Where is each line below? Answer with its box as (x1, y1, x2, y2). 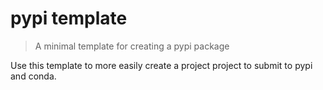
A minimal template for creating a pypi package (34, 40, 230, 52)
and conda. (10, 70, 57, 82)
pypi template (10, 7, 128, 30)
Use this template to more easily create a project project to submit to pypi (10, 59, 313, 71)
